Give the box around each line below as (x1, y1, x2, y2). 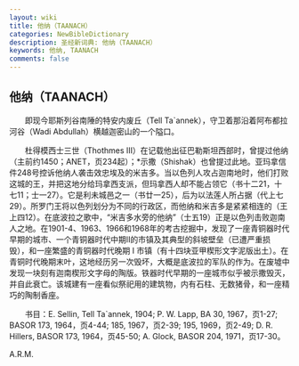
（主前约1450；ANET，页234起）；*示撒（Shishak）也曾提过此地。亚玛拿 (9, 156, 279, 167)
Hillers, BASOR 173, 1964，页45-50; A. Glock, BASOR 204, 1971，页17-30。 (9, 330, 286, 341)
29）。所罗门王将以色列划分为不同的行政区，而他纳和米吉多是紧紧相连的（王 (9, 200, 288, 211)
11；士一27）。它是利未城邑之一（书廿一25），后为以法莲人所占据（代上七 (16, 189, 284, 200)
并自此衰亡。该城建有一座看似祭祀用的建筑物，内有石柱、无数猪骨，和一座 (9, 278, 282, 289)
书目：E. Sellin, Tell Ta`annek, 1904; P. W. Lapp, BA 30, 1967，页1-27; (24, 308, 279, 319)
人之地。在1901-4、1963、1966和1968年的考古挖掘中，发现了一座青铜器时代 (9, 223, 290, 233)
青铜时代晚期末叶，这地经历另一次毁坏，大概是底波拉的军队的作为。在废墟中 (9, 256, 290, 267)
